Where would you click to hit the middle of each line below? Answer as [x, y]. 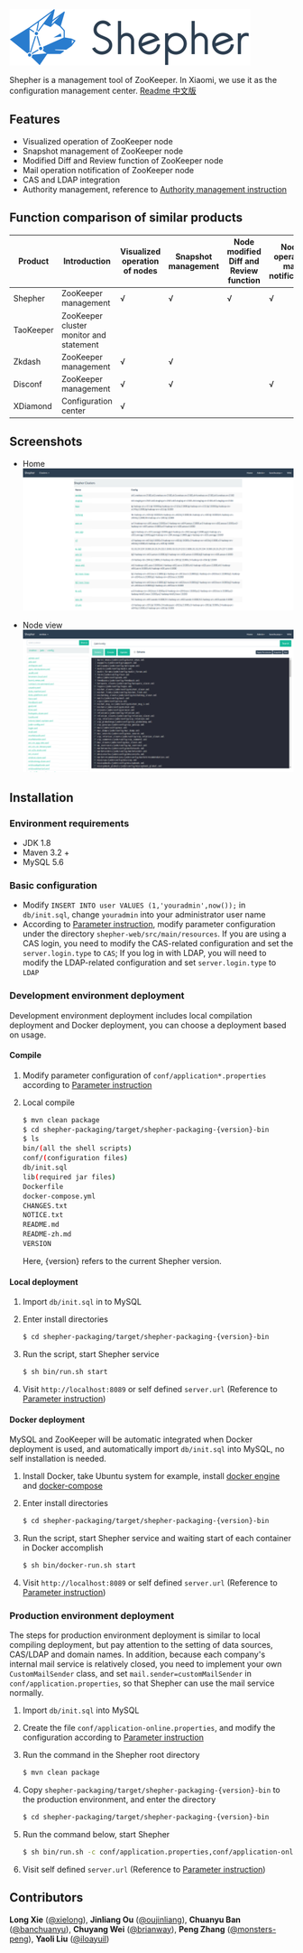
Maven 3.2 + [46, 852]
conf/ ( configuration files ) [75, 1158]
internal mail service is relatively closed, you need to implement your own [146, 1664]
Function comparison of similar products [126, 218]
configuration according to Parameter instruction [113, 1737]
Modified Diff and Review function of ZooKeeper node [123, 160]
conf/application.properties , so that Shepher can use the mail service [142, 1683]
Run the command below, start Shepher [96, 1834]
